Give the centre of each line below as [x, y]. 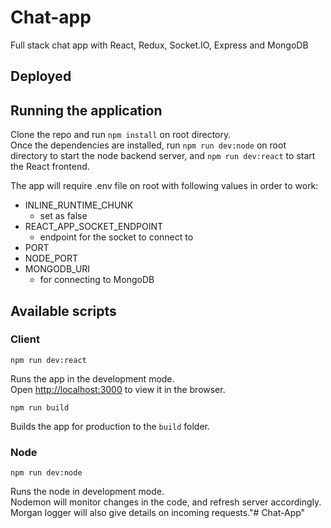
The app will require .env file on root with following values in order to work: [164, 186]
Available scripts [63, 311]
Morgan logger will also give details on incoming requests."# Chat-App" [158, 513]
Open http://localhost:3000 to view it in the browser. [118, 389]
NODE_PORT [51, 258]
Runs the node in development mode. [87, 492]
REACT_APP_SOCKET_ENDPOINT [94, 227]
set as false [63, 216]
